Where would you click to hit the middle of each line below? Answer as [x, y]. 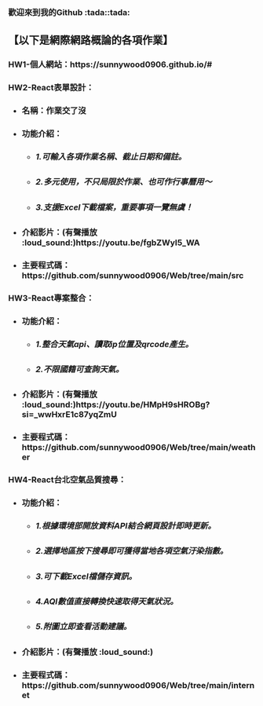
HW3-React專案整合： [51, 298]
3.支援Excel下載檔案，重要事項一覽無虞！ [114, 207]
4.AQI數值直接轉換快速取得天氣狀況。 [106, 602]
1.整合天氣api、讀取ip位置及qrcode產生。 [114, 344]
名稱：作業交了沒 [54, 111]
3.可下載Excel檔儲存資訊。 [86, 576]
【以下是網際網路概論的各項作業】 [91, 40]
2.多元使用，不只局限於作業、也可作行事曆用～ [124, 182]
